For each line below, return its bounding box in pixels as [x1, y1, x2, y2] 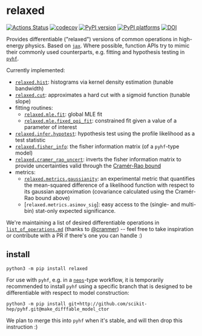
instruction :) [6, 323, 38, 331]
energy [6, 42, 24, 49]
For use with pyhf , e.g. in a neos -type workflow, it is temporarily [6, 276, 164, 283]
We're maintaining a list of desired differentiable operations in [6, 219, 160, 226]
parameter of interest [24, 123, 77, 130]
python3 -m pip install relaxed [6, 265, 88, 272]
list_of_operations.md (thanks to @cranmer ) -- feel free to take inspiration [6, 225, 194, 232]
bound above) [35, 194, 71, 201]
